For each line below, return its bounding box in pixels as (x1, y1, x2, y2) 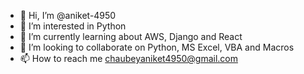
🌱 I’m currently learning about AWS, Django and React (19, 31, 243, 42)
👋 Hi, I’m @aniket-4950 (19, 10, 117, 21)
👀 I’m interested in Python (19, 20, 127, 32)
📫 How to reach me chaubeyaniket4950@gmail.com (19, 53, 238, 64)
